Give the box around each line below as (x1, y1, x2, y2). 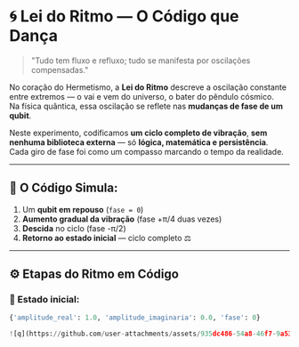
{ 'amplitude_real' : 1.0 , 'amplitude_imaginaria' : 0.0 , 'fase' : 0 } (9, 313, 261, 322)
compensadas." (30, 64, 89, 75)
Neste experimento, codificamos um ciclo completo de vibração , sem (9, 127, 268, 138)
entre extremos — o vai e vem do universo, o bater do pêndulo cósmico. (9, 91, 274, 101)
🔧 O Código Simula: (9, 181, 118, 196)
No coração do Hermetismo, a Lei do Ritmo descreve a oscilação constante (9, 82, 287, 93)
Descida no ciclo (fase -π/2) (21, 222, 126, 233)
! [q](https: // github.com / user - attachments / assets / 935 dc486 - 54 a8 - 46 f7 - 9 (9, 329, 280, 339)
